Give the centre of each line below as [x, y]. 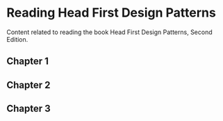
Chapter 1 [28, 62]
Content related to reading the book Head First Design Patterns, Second [109, 32]
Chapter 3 [29, 109]
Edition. [17, 39]
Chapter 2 [28, 85]
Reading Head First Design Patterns [111, 13]
